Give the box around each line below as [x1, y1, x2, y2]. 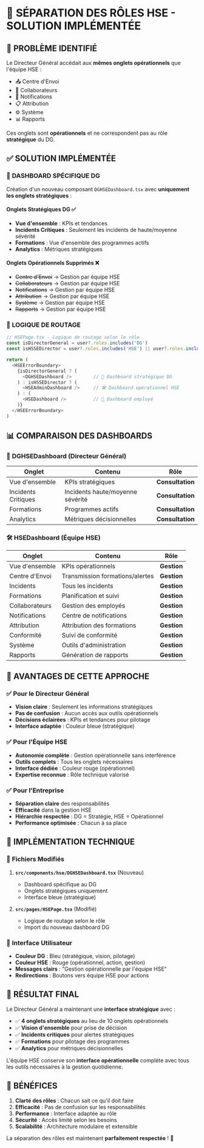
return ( [6, 357, 29, 363]
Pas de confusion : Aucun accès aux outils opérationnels [15, 710, 159, 717]
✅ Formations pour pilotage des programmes [15, 1038, 129, 1045]
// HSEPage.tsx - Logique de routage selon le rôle [6, 335, 140, 341]
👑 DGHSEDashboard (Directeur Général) [6, 452, 126, 460]
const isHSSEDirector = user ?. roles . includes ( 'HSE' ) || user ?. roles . [6, 346, 186, 352]
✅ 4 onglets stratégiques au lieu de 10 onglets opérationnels [15, 1017, 169, 1024]
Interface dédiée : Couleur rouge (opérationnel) [15, 764, 135, 772]
